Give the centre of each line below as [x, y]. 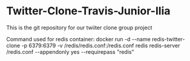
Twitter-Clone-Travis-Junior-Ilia [88, 11]
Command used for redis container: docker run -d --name [79, 39]
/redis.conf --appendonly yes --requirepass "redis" [70, 51]
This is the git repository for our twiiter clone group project [79, 28]
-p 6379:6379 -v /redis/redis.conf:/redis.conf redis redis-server [101, 45]
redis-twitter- [169, 39]
